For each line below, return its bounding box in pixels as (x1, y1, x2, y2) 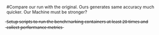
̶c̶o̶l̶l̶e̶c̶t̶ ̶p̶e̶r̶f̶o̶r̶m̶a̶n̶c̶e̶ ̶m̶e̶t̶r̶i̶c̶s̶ (6, 24, 63, 30)
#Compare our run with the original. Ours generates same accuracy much (6, 4, 155, 10)
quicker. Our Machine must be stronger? (6, 9, 88, 15)
